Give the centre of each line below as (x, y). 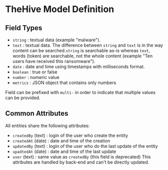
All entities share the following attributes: (48, 125)
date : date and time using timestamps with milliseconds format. (78, 67)
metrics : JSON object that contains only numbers (64, 82)
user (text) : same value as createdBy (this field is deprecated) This (81, 156)
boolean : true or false (35, 72)
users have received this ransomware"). (54, 61)
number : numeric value (36, 77)
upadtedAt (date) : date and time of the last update (64, 151)
